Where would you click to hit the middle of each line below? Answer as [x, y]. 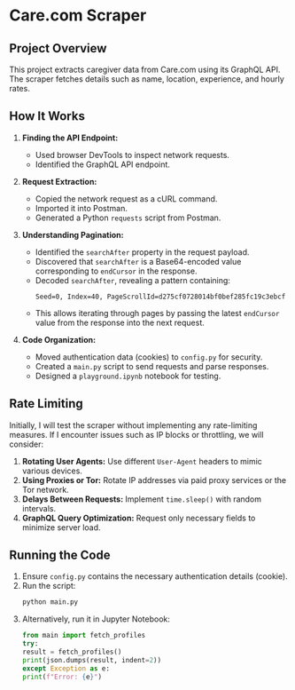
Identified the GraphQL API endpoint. [103, 164]
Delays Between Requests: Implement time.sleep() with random [142, 499]
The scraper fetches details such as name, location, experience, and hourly [147, 79]
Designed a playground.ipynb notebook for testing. [128, 376]
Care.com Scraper [78, 16]
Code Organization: [58, 339]
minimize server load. [61, 527]
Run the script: [49, 586]
